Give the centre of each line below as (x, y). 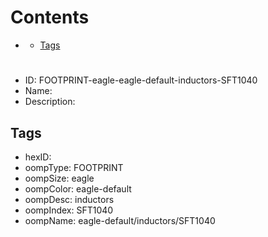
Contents (50, 17)
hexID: (38, 157)
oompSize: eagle (59, 178)
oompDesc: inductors (69, 199)
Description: (50, 102)
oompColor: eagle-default (78, 188)
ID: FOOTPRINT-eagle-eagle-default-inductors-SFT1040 (141, 80)
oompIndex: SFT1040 (69, 210)
